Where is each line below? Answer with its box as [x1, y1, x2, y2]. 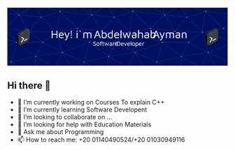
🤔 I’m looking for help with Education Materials [17, 120, 152, 129]
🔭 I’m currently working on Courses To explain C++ [17, 98, 165, 107]
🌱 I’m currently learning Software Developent [17, 105, 148, 114]
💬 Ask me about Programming [17, 128, 104, 136]
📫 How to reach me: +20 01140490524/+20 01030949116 [17, 135, 185, 144]
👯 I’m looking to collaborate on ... [17, 113, 113, 121]
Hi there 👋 [7, 80, 51, 91]
